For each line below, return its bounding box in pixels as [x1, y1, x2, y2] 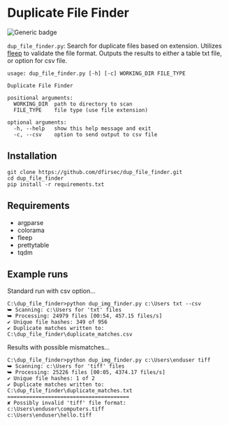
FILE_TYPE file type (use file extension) [13, 106, 149, 113]
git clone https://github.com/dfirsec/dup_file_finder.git [7, 168, 183, 175]
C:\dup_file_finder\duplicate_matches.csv [7, 331, 133, 338]
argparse [17, 218, 44, 226]
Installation [7, 150, 57, 162]
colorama [17, 226, 45, 234]
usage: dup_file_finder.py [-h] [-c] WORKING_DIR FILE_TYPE [7, 70, 186, 77]
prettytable [17, 240, 50, 249]
